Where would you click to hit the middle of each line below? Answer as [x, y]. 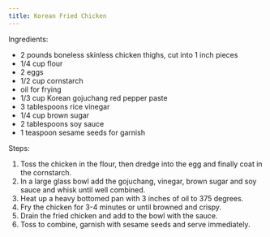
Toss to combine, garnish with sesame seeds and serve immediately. [135, 224]
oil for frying [41, 89]
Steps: [19, 148]
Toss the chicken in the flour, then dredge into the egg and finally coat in [141, 164]
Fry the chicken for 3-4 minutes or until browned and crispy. [120, 207]
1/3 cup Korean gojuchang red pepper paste [94, 97]
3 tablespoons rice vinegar [65, 106]
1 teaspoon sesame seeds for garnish [83, 132]
